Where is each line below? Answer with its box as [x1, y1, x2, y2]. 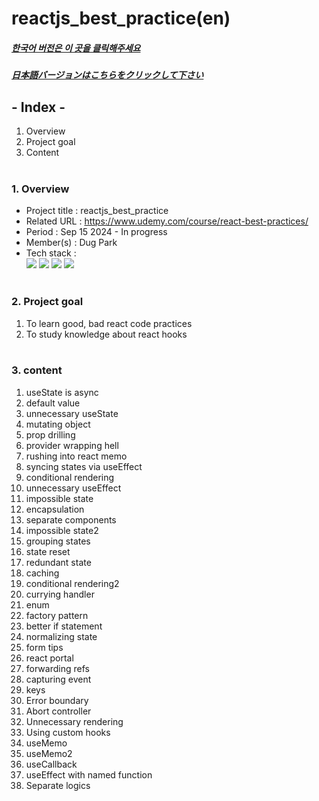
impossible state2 [25, 524, 99, 536]
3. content [11, 363, 63, 377]
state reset [25, 545, 71, 557]
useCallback [25, 758, 78, 770]
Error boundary [25, 694, 89, 706]
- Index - [11, 98, 66, 116]
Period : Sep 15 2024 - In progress [25, 226, 168, 238]
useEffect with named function [25, 768, 153, 781]
